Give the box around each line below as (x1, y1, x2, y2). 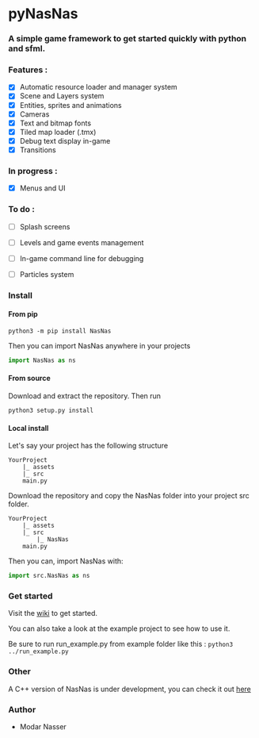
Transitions (19, 144, 57, 155)
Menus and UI (19, 183, 66, 193)
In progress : (8, 165, 58, 176)
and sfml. (8, 43, 46, 54)
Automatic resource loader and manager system (19, 83, 178, 92)
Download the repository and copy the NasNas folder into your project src (8, 491, 249, 501)
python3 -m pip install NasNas (8, 327, 112, 335)
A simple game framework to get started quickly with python (8, 33, 247, 44)
